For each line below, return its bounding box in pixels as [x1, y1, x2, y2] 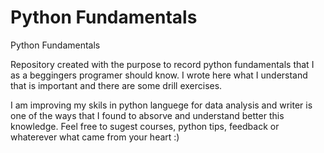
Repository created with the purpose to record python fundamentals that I [10, 58, 315, 70]
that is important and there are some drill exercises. [10, 79, 223, 91]
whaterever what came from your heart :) [10, 131, 180, 143]
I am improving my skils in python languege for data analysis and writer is [10, 99, 313, 111]
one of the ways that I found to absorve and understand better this [10, 109, 285, 121]
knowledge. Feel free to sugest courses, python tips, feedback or [10, 120, 280, 132]
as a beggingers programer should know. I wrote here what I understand [10, 69, 308, 81]
